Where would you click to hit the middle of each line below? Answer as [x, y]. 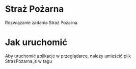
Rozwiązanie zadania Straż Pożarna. [42, 23]
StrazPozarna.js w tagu [29, 61]
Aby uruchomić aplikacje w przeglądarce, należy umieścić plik [68, 56]
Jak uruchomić [36, 42]
